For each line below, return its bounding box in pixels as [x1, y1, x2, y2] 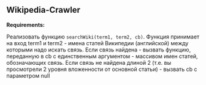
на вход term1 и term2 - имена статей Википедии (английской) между [6, 39, 189, 46]
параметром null [6, 72, 50, 79]
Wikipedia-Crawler [6, 5, 81, 15]
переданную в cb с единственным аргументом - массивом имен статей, [6, 52, 198, 60]
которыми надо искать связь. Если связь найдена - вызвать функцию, [6, 46, 191, 53]
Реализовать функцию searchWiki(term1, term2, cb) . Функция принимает [6, 33, 200, 40]
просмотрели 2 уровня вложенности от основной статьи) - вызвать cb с [6, 65, 197, 73]
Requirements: [6, 21, 45, 28]
